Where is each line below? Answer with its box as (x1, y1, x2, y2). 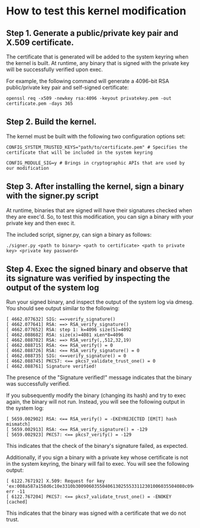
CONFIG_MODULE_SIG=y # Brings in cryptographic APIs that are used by (6, 160, 185, 166)
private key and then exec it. (6, 219, 76, 227)
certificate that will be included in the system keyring (6, 149, 153, 155)
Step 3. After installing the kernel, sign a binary (6, 181, 185, 192)
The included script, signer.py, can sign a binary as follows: (6, 231, 152, 238)
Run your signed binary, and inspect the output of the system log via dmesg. (6, 298, 193, 306)
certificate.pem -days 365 (6, 100, 73, 106)
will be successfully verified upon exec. (6, 66, 103, 73)
